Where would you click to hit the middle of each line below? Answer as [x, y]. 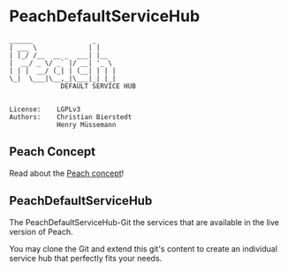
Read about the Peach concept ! [67, 173]
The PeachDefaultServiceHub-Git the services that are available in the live [144, 222]
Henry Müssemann [86, 125]
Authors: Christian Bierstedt [71, 117]
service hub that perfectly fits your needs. [86, 258]
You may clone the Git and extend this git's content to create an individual [144, 248]
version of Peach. [41, 231]
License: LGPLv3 [45, 109]
